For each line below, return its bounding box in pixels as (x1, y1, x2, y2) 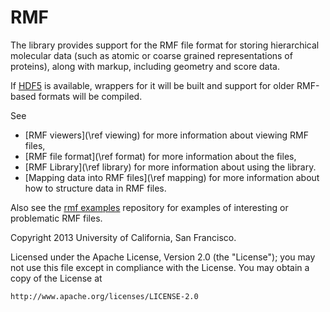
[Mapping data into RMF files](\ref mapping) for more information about (24, 171, 320, 183)
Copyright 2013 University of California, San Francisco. (10, 231, 237, 243)
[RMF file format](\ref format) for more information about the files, (24, 150, 297, 162)
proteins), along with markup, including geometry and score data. (10, 60, 281, 72)
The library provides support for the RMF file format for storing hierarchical (10, 39, 320, 51)
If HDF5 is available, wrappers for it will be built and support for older (10, 79, 295, 91)
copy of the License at (10, 272, 103, 284)
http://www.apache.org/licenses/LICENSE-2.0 (10, 291, 199, 301)
